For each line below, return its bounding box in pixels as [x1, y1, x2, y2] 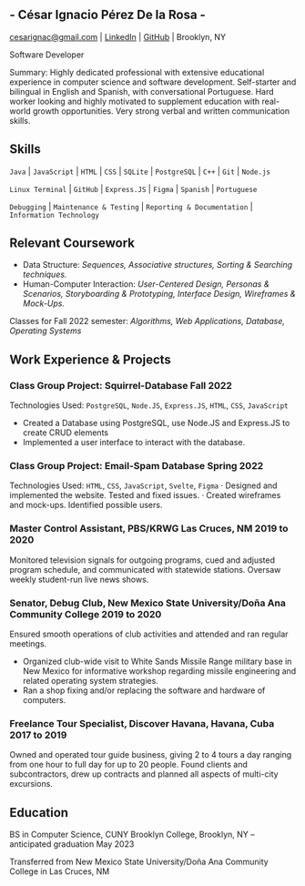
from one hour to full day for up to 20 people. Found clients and [9, 759, 249, 770]
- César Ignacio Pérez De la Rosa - [9, 7, 207, 23]
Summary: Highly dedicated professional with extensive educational [9, 66, 265, 77]
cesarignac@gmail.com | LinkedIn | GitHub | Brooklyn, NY [9, 31, 226, 42]
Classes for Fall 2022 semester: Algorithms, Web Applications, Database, [9, 316, 285, 327]
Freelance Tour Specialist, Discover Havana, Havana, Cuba [9, 717, 275, 729]
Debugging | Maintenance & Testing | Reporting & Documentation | [9, 200, 253, 212]
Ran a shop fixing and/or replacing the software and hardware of [22, 685, 266, 696]
